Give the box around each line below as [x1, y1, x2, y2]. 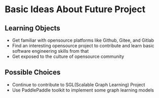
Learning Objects [5, 24, 60, 32]
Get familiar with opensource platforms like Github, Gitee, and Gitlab [12, 37, 154, 43]
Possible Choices [5, 68, 61, 77]
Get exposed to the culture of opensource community [12, 53, 125, 59]
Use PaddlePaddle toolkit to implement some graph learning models [12, 87, 154, 93]
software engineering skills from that [12, 48, 89, 54]
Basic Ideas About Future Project [5, 4, 145, 15]
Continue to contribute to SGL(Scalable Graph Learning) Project [12, 81, 145, 87]
